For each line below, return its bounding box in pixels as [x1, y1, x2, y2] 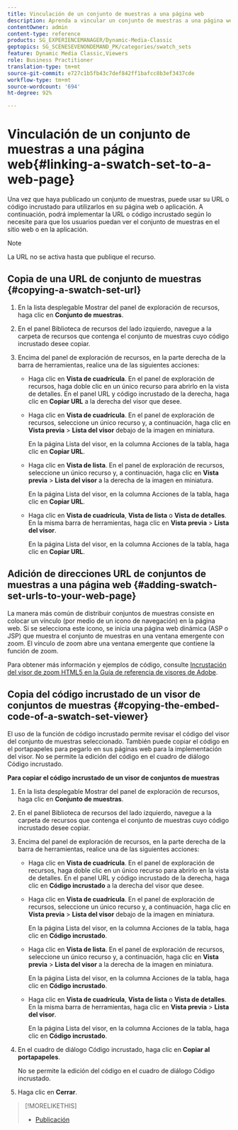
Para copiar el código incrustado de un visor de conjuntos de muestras [7, 773, 220, 782]
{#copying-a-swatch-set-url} [7, 284, 142, 297]
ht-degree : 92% [7, 89, 52, 96]
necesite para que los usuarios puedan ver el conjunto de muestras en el [7, 218, 220, 226]
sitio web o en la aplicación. [7, 225, 89, 234]
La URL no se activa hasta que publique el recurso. [7, 253, 156, 261]
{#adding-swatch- [133, 579, 217, 591]
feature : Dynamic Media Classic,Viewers [7, 50, 129, 57]
